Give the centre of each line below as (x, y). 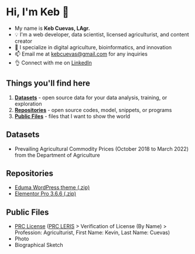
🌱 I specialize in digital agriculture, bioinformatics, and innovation (93, 47)
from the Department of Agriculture (57, 155)
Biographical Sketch (39, 245)
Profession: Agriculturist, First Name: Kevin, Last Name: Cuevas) (92, 233)
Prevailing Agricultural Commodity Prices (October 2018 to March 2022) (102, 148)
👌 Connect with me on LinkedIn (53, 62)
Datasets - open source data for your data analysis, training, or (91, 97)
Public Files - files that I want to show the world (72, 116)
